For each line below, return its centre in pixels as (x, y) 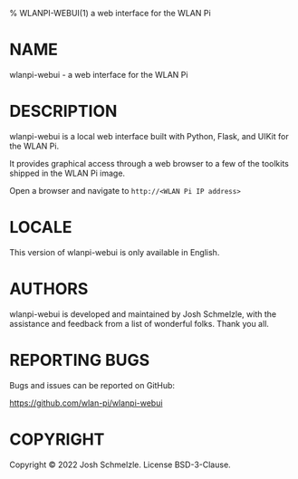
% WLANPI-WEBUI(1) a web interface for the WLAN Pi (110, 13)
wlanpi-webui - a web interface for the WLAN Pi (99, 74)
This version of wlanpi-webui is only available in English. (115, 252)
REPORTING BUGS (80, 360)
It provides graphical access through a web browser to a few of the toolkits (149, 163)
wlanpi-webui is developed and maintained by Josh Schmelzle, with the (143, 314)
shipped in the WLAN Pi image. (67, 173)
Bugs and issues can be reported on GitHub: (92, 385)
